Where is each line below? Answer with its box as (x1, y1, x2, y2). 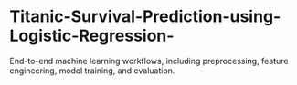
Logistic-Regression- (9, 25, 175, 46)
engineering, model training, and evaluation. (9, 65, 175, 76)
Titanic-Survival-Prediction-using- (9, 6, 281, 27)
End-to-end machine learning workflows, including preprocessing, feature (9, 55, 289, 66)
